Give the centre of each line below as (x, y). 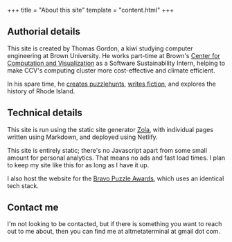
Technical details (45, 113)
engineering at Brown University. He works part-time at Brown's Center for (114, 55)
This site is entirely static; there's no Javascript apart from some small (107, 150)
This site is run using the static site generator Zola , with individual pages (110, 129)
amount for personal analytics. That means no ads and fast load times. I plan (116, 158)
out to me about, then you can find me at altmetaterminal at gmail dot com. (114, 232)
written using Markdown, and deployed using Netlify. (82, 137)
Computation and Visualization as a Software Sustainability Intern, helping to (116, 63)
